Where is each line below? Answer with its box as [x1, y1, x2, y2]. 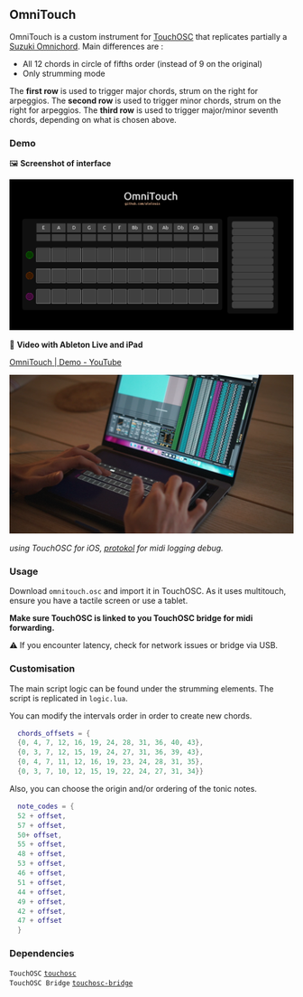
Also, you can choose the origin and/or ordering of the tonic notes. [9, 783, 257, 794]
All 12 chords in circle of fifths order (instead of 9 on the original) [22, 58, 263, 69]
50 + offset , [17, 831, 63, 840]
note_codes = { [17, 802, 75, 811]
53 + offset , [17, 859, 67, 869]
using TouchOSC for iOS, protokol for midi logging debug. [9, 542, 224, 553]
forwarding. [9, 623, 55, 634]
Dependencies [9, 947, 75, 960]
